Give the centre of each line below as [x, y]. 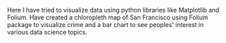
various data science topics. [47, 32]
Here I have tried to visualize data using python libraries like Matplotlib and [113, 10]
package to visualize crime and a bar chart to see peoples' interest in [105, 25]
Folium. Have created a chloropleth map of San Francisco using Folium [108, 17]
